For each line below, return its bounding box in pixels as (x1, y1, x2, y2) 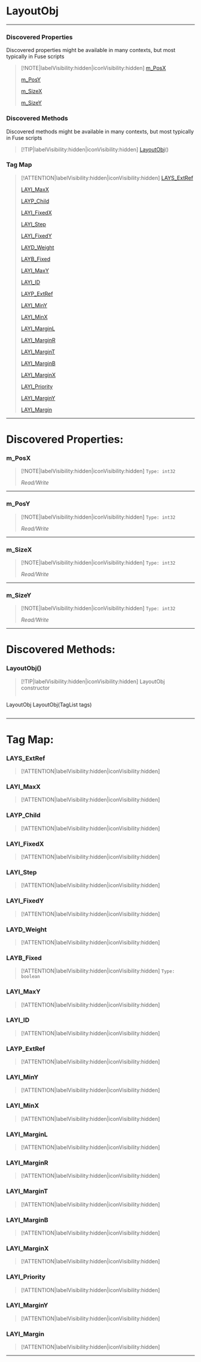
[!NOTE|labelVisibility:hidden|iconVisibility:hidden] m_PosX (20, 65, 166, 72)
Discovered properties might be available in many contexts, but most (6, 47, 176, 54)
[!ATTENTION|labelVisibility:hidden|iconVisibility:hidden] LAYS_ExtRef (20, 174, 193, 181)
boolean (20, 974, 40, 980)
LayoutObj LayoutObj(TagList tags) (6, 701, 92, 708)
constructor (20, 684, 50, 691)
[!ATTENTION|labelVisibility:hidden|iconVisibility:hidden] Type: (20, 967, 175, 974)
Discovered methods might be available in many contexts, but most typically (6, 127, 194, 135)
